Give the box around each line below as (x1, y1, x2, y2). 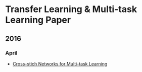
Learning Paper (5, 14, 71, 26)
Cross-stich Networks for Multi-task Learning (12, 60, 108, 66)
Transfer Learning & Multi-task (5, 4, 137, 15)
